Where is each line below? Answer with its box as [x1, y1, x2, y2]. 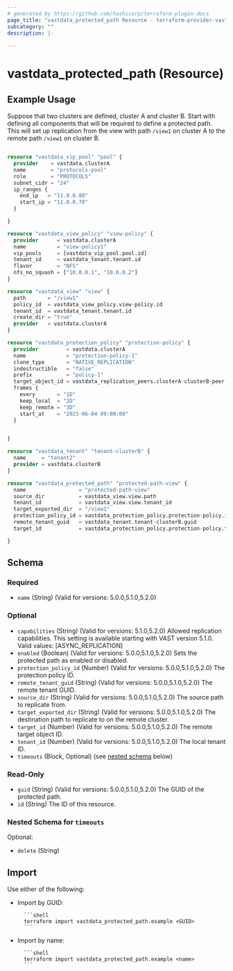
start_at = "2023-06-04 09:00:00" [19, 410, 129, 417]
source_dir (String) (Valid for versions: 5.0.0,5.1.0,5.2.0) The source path [17, 692, 224, 702]
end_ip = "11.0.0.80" [19, 192, 89, 199]
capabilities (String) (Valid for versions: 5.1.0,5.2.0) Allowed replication [17, 626, 222, 635]
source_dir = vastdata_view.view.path [13, 492, 157, 500]
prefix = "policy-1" [13, 372, 104, 379]
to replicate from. [17, 700, 67, 708]
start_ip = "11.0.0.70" [19, 199, 89, 206]
